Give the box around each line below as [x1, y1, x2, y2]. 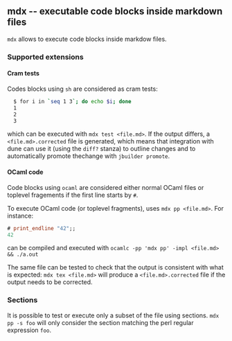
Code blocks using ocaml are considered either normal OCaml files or [7, 183, 204, 191]
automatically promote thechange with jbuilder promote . [7, 152, 170, 160]
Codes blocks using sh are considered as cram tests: [7, 85, 158, 93]
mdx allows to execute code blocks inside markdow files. [7, 35, 168, 43]
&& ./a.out [7, 251, 39, 259]
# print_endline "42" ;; [7, 225, 76, 231]
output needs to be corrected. [7, 278, 93, 286]
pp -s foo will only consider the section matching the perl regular [7, 318, 194, 326]
